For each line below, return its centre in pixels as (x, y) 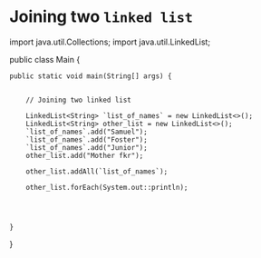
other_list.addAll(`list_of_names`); (97, 171)
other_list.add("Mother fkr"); (85, 155)
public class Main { (45, 59)
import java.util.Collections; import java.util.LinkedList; (110, 42)
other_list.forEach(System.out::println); (107, 187)
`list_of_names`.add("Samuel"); (87, 132)
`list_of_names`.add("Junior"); (87, 147)
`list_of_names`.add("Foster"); (87, 139)
